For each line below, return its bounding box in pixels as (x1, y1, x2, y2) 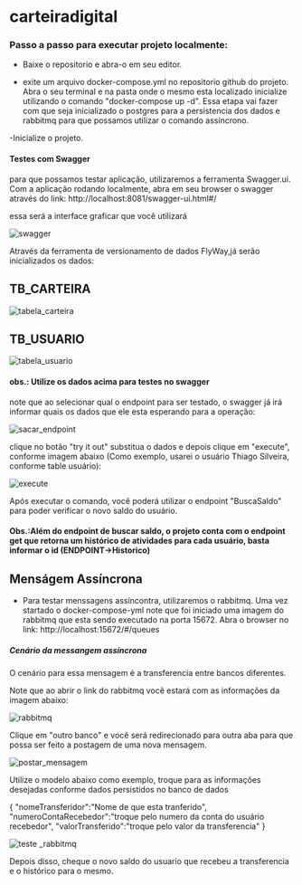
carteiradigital (9, 6, 118, 27)
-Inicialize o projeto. (9, 133, 84, 144)
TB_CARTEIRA (9, 281, 91, 297)
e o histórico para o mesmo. (9, 865, 114, 876)
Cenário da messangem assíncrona (9, 644, 147, 655)
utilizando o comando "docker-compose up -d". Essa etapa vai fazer (22, 96, 278, 107)
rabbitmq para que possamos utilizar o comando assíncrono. (22, 115, 250, 126)
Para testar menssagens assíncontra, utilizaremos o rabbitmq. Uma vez (22, 595, 288, 605)
